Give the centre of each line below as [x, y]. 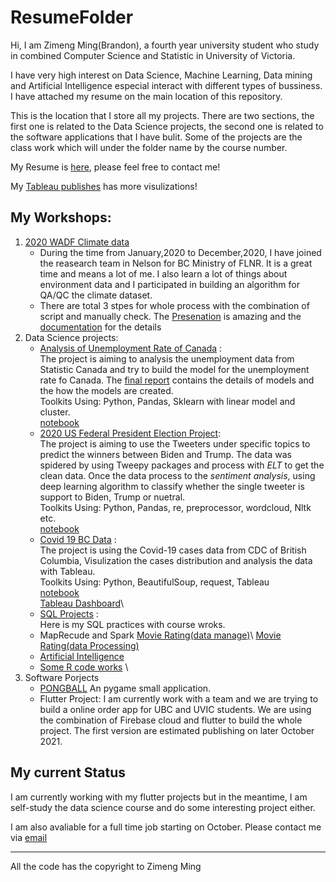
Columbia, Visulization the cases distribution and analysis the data [176, 560]
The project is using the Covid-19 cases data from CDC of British [173, 550]
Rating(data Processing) [89, 645]
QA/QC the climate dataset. [96, 295]
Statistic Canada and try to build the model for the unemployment [174, 369]
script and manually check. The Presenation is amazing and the [170, 316]
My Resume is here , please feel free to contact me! [115, 167]
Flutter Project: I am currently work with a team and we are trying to [179, 698]
